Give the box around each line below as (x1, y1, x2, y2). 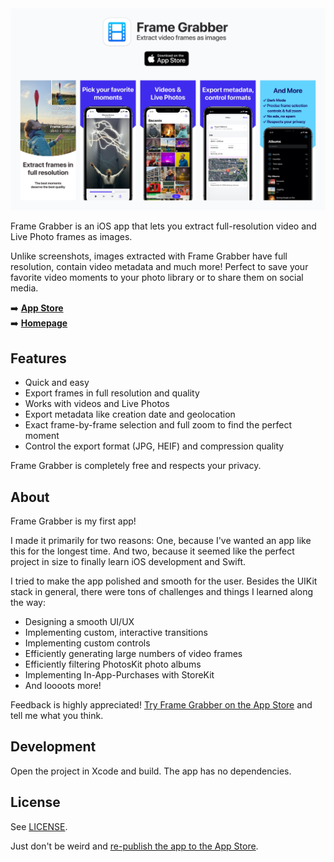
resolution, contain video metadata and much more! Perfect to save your (10, 261, 309, 273)
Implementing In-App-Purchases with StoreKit (24, 668, 215, 681)
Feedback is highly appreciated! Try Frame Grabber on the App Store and (10, 698, 313, 711)
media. (10, 282, 39, 294)
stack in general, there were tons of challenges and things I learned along (10, 585, 314, 597)
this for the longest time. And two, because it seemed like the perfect (10, 545, 295, 557)
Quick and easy (24, 377, 90, 389)
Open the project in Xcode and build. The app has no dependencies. (10, 765, 292, 777)
